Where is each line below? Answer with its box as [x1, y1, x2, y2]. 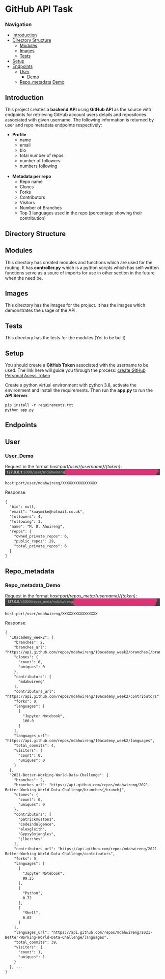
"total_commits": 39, [14, 940, 58, 945]
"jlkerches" [18, 836, 43, 841]
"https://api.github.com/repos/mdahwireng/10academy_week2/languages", [5, 738, 155, 743]
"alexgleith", [18, 827, 48, 831]
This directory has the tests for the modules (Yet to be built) [5, 335, 126, 341]
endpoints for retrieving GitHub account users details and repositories [5, 112, 146, 118]
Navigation [5, 21, 32, 28]
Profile [12, 132, 27, 138]
